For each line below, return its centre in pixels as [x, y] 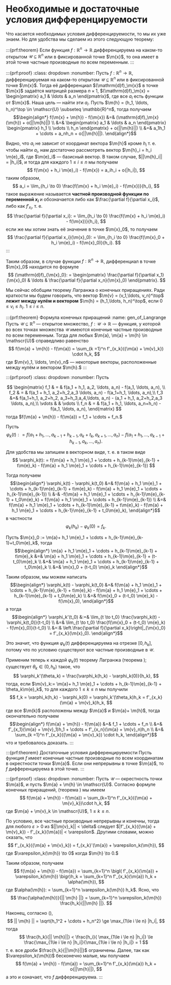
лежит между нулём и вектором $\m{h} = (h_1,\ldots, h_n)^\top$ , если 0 [84, 301]
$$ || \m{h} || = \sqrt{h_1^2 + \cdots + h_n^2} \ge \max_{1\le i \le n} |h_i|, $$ [86, 921]
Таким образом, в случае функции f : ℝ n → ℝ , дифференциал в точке [81, 261]
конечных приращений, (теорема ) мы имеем [55, 789]
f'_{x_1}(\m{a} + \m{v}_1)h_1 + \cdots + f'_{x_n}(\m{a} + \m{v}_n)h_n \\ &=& [86, 729]
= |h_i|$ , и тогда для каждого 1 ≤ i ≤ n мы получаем [62, 162]
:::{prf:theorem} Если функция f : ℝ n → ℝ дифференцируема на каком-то [84, 49]
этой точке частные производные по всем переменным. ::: [70, 62]
